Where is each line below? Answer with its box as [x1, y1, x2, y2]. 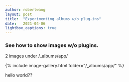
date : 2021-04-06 [5, 21, 46, 26]
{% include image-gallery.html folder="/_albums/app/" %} [5, 63, 125, 69]
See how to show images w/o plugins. [5, 42, 99, 49]
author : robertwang [5, 7, 46, 12]
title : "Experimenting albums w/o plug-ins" [5, 16, 101, 21]
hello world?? [5, 72, 32, 78]
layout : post [5, 12, 32, 17]
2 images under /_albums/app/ [5, 53, 68, 59]
